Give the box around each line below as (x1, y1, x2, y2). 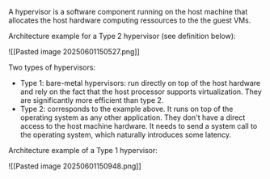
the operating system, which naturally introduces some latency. (19, 130, 232, 139)
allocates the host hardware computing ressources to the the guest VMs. (8, 15, 251, 25)
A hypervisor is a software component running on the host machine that (8, 7, 248, 16)
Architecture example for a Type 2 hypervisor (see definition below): (8, 32, 236, 40)
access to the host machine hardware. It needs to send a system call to (19, 121, 258, 130)
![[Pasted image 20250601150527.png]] (8, 47, 140, 56)
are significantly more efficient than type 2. (19, 96, 164, 104)
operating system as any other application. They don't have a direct (19, 113, 246, 122)
